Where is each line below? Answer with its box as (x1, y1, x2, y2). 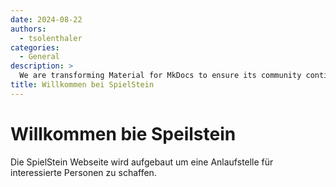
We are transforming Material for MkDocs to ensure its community (19, 71, 302, 81)
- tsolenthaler (19, 33, 83, 43)
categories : (10, 42, 60, 53)
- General (19, 52, 60, 62)
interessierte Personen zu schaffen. (10, 166, 157, 178)
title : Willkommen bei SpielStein (10, 80, 155, 90)
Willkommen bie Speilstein (10, 122, 237, 145)
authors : (10, 24, 47, 34)
